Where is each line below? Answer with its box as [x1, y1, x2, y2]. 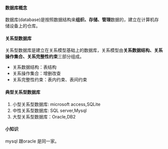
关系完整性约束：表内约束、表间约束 [12, 76, 87, 82]
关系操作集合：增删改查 [12, 70, 61, 76]
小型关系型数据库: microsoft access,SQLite [12, 101, 101, 107]
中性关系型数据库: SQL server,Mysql [12, 107, 87, 113]
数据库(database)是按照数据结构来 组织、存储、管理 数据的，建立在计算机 [5, 16, 155, 22]
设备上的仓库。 [9, 23, 40, 29]
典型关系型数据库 [5, 89, 40, 95]
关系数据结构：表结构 [12, 64, 56, 70]
